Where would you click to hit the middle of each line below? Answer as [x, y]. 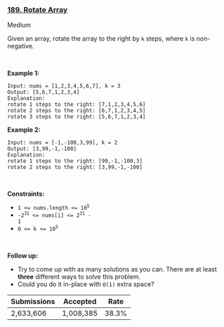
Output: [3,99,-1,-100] [42, 149]
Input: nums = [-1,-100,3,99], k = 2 [62, 143]
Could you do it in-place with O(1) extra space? [86, 284]
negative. [21, 46]
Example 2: [24, 130]
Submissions [33, 302]
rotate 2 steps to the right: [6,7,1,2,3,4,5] [77, 111]
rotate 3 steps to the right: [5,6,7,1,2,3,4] [77, 117]
